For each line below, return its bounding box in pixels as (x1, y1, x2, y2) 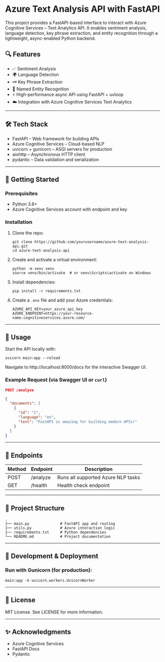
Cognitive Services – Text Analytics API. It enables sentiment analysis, (5, 25, 147, 30)
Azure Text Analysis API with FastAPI (5, 3, 160, 15)
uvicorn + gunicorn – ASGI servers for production (12, 146, 112, 152)
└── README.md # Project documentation (5, 534, 111, 539)
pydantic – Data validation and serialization (12, 156, 99, 163)
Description (84, 466, 113, 472)
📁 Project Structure (5, 504, 65, 512)
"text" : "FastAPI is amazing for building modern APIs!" (18, 419, 137, 424)
